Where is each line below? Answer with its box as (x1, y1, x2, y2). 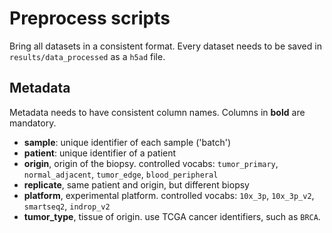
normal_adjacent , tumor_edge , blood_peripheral (23, 168, 219, 180)
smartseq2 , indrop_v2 (23, 200, 111, 212)
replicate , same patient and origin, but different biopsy (23, 178, 250, 191)
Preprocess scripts (9, 7, 171, 30)
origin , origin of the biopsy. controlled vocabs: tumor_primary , (23, 157, 279, 169)
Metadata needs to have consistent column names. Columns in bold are (9, 106, 306, 118)
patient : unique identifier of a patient (23, 147, 177, 159)
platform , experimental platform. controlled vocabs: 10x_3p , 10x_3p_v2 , (23, 189, 315, 201)
